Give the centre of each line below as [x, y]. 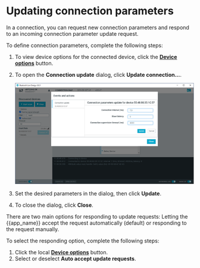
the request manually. [33, 229]
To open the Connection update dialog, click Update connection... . [98, 74]
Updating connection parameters [90, 11]
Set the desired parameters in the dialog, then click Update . [88, 193]
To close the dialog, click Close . [54, 205]
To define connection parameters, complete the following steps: [85, 45]
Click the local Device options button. [61, 252]
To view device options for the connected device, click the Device [96, 57]
